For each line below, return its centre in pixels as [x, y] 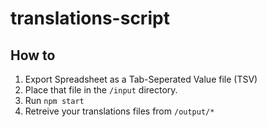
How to [33, 55]
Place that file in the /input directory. [101, 90]
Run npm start [54, 100]
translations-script [90, 18]
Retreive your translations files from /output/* [119, 111]
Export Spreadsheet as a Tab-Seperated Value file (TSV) [141, 79]
